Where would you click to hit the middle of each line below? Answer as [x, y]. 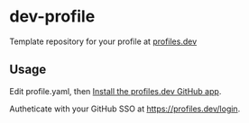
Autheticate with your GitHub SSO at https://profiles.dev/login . [125, 109]
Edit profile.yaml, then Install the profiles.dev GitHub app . [115, 91]
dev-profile [52, 17]
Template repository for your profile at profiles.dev [103, 41]
